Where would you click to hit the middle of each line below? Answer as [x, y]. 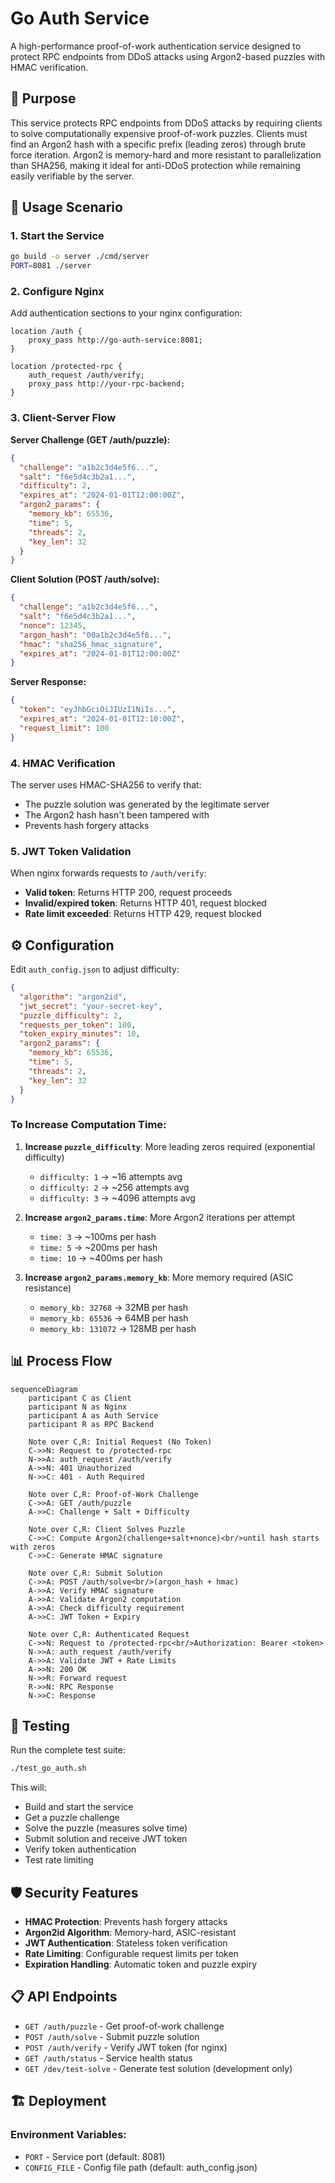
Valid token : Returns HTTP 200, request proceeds [128, 893]
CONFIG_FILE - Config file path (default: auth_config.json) [141, 2167]
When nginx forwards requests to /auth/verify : [108, 873]
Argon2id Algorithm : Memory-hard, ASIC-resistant [130, 1933]
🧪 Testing [40, 1725]
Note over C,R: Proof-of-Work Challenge [113, 1494]
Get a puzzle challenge [72, 1818]
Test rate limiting [59, 1860]
